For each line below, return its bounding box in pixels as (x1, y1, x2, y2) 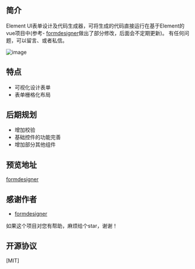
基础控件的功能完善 (14, 134, 61, 141)
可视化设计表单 (14, 84, 51, 91)
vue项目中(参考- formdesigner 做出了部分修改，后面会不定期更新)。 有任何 (6, 29, 184, 36)
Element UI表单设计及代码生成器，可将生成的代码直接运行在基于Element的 (6, 22, 185, 29)
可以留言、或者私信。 (16, 37, 68, 44)
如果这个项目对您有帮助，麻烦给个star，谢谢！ (6, 222, 118, 230)
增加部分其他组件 (14, 141, 56, 148)
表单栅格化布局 (14, 91, 51, 98)
